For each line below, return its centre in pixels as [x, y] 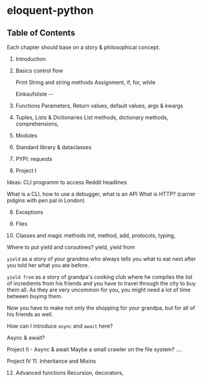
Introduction [31, 59]
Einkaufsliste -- [34, 94]
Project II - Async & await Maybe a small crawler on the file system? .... [95, 349]
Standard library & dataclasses [54, 147]
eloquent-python [50, 11]
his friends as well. [30, 314]
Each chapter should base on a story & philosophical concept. [84, 47]
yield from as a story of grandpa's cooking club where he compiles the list [100, 277]
